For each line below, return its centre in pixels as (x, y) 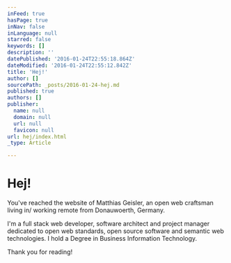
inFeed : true (26, 14)
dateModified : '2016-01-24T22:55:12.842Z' (70, 65)
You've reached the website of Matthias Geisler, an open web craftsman (111, 203)
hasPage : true (28, 20)
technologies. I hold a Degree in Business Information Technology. (102, 239)
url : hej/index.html (37, 136)
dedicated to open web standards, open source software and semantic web (116, 231)
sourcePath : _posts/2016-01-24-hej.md (63, 85)
